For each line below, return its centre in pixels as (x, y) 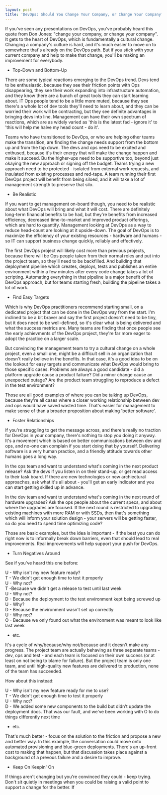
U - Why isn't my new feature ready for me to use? (57, 690)
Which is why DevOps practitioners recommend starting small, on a (74, 307)
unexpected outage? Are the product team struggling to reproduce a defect (83, 380)
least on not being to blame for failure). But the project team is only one (78, 661)
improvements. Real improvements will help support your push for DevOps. (82, 544)
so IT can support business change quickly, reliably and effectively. (74, 241)
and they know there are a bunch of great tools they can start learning (77, 96)
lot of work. (17, 287)
